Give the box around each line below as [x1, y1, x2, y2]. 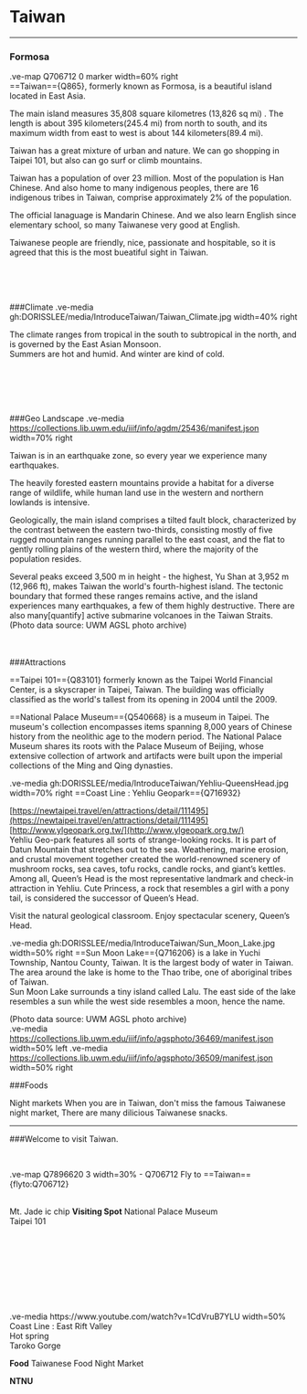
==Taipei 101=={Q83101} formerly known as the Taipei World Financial [9, 674, 273, 686]
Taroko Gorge [9, 1340, 61, 1351]
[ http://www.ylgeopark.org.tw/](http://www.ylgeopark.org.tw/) [9, 825, 245, 836]
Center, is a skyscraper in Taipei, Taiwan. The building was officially [9, 684, 265, 695]
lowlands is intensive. [9, 497, 90, 508]
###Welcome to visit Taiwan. [9, 1134, 119, 1145]
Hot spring [9, 1331, 49, 1342]
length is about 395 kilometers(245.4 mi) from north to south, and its [9, 118, 268, 129]
